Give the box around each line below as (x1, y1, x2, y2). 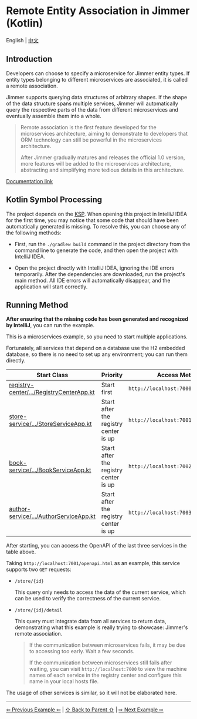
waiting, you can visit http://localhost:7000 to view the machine (29, 666, 187, 673)
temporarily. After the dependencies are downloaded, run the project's (14, 270, 185, 277)
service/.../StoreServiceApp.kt (9, 420, 92, 428)
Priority (101, 371, 123, 379)
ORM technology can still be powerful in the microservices (20, 136, 162, 143)
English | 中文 (6, 36, 39, 43)
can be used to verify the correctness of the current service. (14, 595, 161, 602)
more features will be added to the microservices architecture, (20, 160, 171, 167)
